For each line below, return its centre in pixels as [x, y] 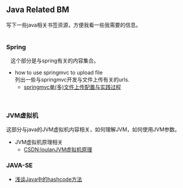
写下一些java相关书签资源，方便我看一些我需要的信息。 [74, 25]
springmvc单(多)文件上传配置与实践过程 [72, 87]
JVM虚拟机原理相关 [39, 142]
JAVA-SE [20, 165]
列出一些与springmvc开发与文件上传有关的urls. [72, 80]
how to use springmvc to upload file [59, 73]
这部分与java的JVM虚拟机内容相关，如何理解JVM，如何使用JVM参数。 [93, 130]
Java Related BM [38, 10]
